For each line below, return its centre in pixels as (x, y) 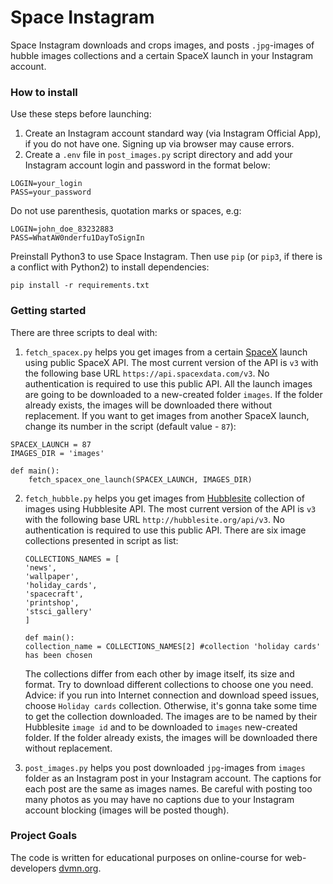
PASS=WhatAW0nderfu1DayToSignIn (77, 238)
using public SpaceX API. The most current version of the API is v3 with (171, 362)
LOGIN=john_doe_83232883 (62, 229)
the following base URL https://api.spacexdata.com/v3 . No (147, 373)
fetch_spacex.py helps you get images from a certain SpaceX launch (166, 352)
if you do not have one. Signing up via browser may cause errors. (159, 144)
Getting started (48, 311)
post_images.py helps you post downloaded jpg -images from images (165, 767)
